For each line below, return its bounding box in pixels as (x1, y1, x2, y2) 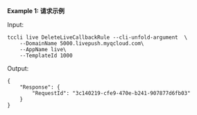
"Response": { (19, 84, 60, 91)
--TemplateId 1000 (19, 52, 73, 59)
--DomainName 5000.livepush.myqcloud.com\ (19, 40, 144, 47)
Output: (7, 64, 29, 72)
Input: (7, 21, 24, 28)
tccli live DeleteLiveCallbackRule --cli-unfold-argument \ (7, 34, 188, 41)
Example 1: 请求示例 (7, 7, 65, 15)
